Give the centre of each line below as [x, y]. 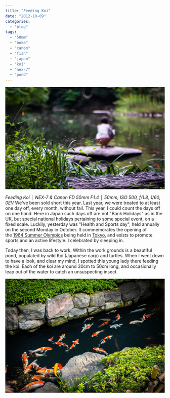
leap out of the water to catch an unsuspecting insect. [61, 272]
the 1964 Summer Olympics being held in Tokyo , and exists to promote [79, 235]
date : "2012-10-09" [26, 16]
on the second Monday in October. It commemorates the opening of [76, 230]
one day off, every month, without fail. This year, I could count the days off [83, 208]
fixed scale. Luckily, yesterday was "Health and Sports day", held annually [82, 224]
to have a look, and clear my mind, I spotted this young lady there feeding [82, 261]
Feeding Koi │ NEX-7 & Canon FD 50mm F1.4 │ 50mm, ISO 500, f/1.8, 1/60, [83, 197]
